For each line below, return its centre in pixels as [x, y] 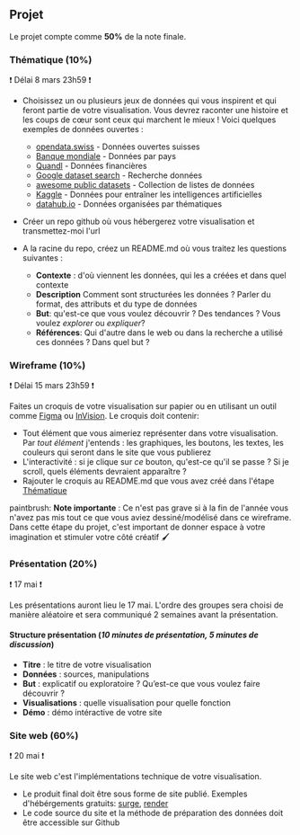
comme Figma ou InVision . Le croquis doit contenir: [104, 416]
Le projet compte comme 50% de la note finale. [98, 36]
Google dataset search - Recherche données [119, 175]
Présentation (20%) [53, 564]
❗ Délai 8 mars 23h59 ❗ [50, 80]
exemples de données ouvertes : [83, 129]
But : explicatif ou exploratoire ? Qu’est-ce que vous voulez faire [141, 683]
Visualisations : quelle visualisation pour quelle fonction [126, 702]
